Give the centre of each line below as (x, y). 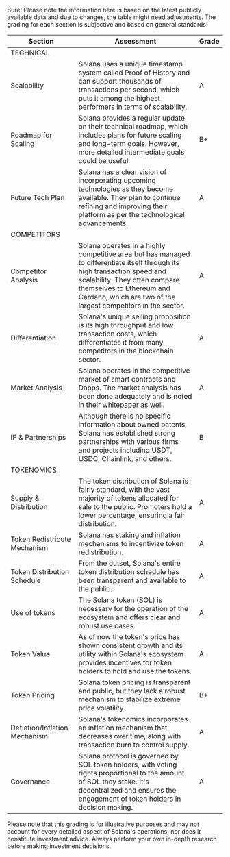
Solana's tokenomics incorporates (133, 719)
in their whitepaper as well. (122, 405)
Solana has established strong (127, 433)
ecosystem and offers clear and (129, 617)
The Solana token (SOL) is (120, 600)
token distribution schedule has (129, 572)
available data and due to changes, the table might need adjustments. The (112, 17)
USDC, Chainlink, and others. (125, 459)
